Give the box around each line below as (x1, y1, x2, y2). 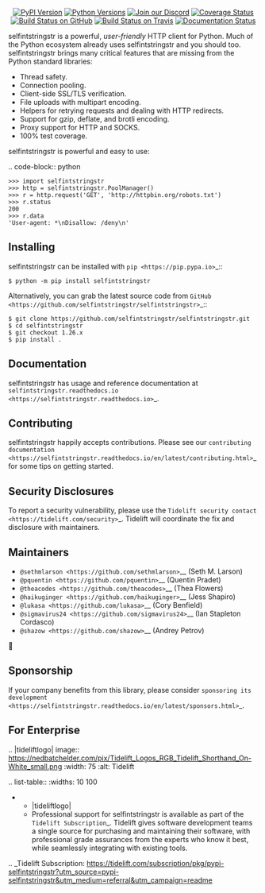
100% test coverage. (19, 131, 88, 141)
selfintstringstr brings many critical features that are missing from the (8, 48, 235, 57)
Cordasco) (19, 617, 55, 627)
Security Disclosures (8, 485, 114, 498)
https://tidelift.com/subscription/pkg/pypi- (86, 858, 225, 868)
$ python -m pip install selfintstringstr (8, 276, 151, 285)
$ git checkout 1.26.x (8, 328, 83, 337)
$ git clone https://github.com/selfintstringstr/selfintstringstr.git (8, 315, 250, 323)
